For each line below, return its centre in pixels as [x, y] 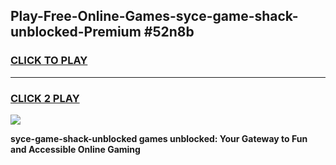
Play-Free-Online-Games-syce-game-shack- [154, 16]
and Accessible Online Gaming [75, 149]
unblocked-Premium [76, 32]
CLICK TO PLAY [49, 61]
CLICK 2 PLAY [45, 98]
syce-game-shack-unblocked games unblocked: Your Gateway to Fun [159, 138]
